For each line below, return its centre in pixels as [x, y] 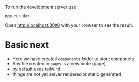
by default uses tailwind [36, 69]
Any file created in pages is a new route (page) [59, 63]
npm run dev [17, 16]
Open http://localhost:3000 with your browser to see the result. [69, 25]
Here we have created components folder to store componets [73, 59]
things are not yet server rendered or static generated [67, 74]
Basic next [27, 45]
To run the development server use [41, 7]
